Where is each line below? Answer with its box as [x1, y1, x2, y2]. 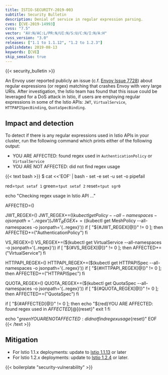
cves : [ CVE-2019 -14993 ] [5, 21, 55, 27]
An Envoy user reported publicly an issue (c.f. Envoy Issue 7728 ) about [5, 78, 153, 84]
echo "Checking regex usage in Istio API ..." [5, 193, 96, 199]
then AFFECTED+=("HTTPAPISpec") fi [5, 270, 85, 276]
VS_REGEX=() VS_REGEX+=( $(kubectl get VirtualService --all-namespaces [5, 239, 162, 245]
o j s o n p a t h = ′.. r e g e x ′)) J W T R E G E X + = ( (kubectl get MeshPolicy [5, 217, 136, 224]
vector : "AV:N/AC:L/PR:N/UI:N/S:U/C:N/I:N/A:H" [5, 31, 107, 36]
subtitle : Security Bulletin [5, 12, 67, 17]
